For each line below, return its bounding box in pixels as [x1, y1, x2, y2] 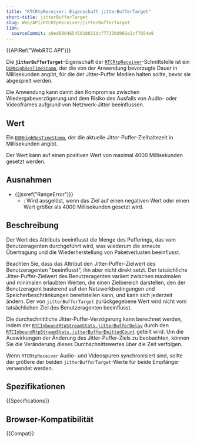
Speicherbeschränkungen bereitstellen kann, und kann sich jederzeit [6, 291, 173, 298]
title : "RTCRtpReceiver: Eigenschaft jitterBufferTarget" [6, 8, 151, 15]
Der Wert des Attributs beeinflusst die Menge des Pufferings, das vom [6, 236, 176, 243]
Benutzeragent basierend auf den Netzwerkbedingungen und [6, 285, 155, 292]
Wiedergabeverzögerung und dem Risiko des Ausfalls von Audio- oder [6, 95, 178, 102]
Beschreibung [6, 220, 59, 230]
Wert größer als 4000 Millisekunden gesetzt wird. [23, 203, 144, 210]
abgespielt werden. [6, 77, 53, 84]
